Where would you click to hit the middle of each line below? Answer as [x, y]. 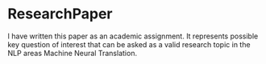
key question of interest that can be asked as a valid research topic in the [129, 44]
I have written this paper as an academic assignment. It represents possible [133, 36]
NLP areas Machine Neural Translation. [73, 53]
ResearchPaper [60, 14]
